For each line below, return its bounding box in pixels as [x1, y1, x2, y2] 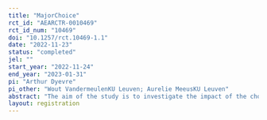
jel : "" [8, 56, 34, 64]
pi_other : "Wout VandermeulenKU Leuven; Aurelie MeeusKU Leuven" [8, 84, 229, 93]
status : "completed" [8, 48, 77, 56]
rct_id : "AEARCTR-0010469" [8, 19, 98, 27]
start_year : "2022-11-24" [8, 63, 94, 71]
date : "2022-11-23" [8, 41, 73, 49]
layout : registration [8, 99, 80, 107]
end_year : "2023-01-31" [8, 70, 87, 78]
